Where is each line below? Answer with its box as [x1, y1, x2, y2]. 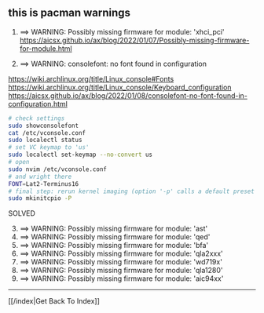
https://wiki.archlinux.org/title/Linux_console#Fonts [8, 74, 174, 83]
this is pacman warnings [8, 6, 131, 20]
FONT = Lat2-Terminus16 [8, 180, 79, 187]
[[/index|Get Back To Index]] [8, 297, 100, 306]
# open [8, 158, 30, 166]
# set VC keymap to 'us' [8, 144, 90, 151]
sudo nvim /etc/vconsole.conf [8, 165, 108, 173]
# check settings [8, 114, 65, 122]
